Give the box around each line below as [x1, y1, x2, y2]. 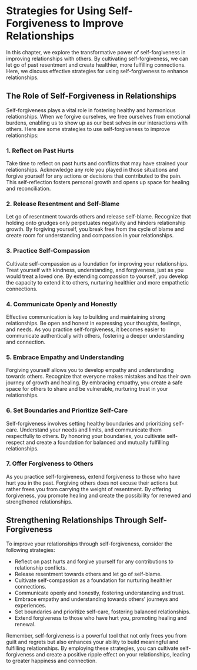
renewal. [14, 620, 36, 627]
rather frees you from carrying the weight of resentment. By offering [6, 485, 172, 492]
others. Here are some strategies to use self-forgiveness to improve [6, 125, 171, 132]
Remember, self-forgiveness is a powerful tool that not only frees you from [6, 632, 187, 639]
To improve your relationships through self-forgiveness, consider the [6, 540, 172, 547]
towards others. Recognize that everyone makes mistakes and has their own [6, 373, 191, 380]
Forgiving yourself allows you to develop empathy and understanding [6, 367, 174, 374]
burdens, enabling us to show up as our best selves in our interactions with [6, 119, 188, 126]
